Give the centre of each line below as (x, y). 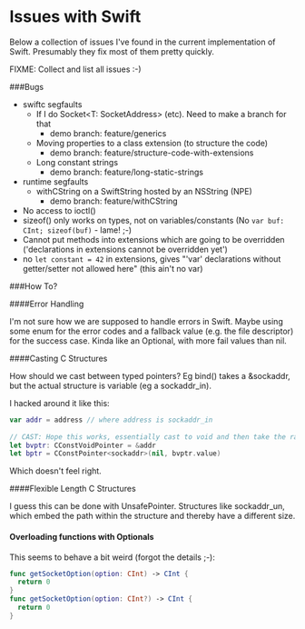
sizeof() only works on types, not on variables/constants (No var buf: (153, 220)
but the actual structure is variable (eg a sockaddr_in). (110, 385)
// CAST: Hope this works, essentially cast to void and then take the (148, 437)
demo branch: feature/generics (108, 133)
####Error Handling (47, 304)
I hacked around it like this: (60, 403)
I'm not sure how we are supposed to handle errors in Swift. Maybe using (146, 321)
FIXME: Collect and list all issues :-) (76, 69)
